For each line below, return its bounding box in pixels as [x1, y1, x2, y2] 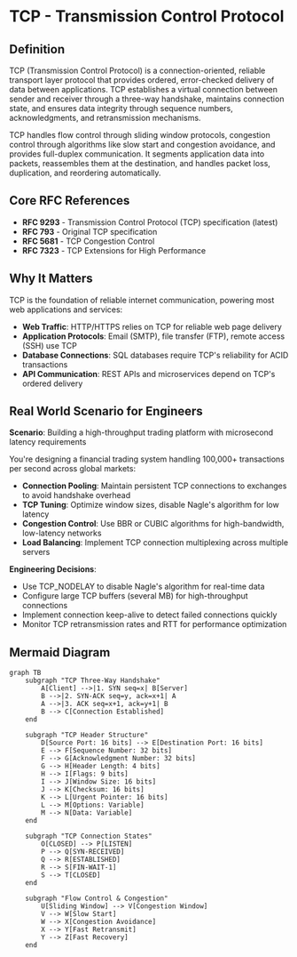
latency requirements [9, 437, 87, 447]
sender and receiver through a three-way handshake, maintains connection [9, 93, 285, 104]
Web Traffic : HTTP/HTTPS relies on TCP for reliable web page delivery [21, 321, 282, 332]
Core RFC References [9, 193, 130, 208]
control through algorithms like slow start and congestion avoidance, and [9, 140, 276, 149]
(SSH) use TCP [21, 340, 77, 350]
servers [21, 547, 51, 558]
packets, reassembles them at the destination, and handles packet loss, [9, 158, 270, 168]
